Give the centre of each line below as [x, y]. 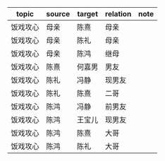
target [88, 14]
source [58, 14]
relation [118, 14]
